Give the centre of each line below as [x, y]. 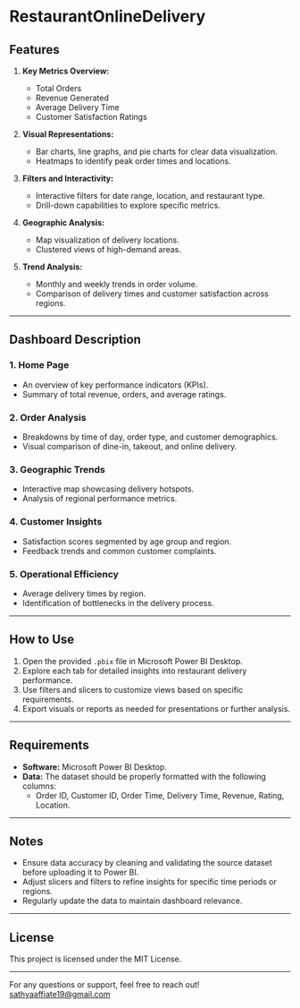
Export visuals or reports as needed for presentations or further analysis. [156, 708]
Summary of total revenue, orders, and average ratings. [124, 394]
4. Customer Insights [56, 522]
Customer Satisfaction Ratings [91, 117]
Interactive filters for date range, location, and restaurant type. [150, 196]
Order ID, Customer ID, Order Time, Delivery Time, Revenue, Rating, [160, 795]
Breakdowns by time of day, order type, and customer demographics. [150, 437]
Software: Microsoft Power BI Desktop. [94, 766]
